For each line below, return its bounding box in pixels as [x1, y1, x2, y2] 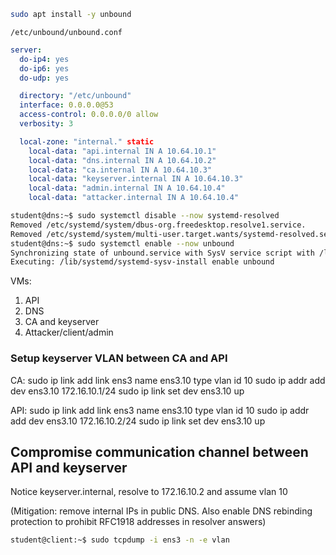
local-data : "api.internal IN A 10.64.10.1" [28, 146, 217, 156]
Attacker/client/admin [24, 326, 114, 339]
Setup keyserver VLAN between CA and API [10, 351, 228, 365]
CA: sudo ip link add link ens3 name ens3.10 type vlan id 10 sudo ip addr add [10, 374, 326, 386]
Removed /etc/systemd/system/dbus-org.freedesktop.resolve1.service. [10, 220, 307, 230]
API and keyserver [10, 459, 128, 476]
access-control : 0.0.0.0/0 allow [19, 110, 159, 120]
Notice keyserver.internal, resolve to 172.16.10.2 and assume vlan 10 [10, 486, 288, 498]
